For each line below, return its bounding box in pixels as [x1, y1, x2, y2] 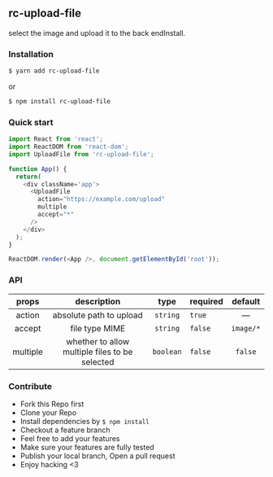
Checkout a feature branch [19, 425, 110, 435]
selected [80, 356, 115, 367]
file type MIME [70, 322, 126, 334]
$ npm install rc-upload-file [8, 97, 111, 105]
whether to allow [66, 335, 130, 347]
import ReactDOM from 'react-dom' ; [8, 142, 129, 151]
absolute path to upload [52, 309, 144, 321]
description [75, 295, 121, 307]
